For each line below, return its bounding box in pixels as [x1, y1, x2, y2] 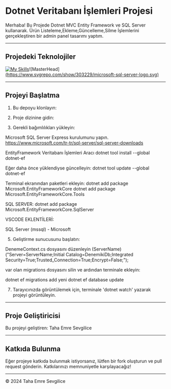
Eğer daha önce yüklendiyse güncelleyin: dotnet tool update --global [5, 165, 150, 171]
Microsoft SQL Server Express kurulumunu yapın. [5, 134, 109, 140]
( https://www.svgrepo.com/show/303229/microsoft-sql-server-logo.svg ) [5, 71, 159, 78]
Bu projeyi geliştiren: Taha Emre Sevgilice [5, 325, 92, 331]
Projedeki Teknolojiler [5, 53, 76, 61]
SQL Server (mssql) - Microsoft [5, 226, 71, 232]
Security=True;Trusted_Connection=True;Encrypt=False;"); [5, 257, 129, 263]
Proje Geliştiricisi [5, 311, 61, 320]
